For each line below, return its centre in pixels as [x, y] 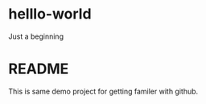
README [39, 69]
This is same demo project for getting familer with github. [103, 91]
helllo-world [50, 14]
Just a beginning [36, 36]
